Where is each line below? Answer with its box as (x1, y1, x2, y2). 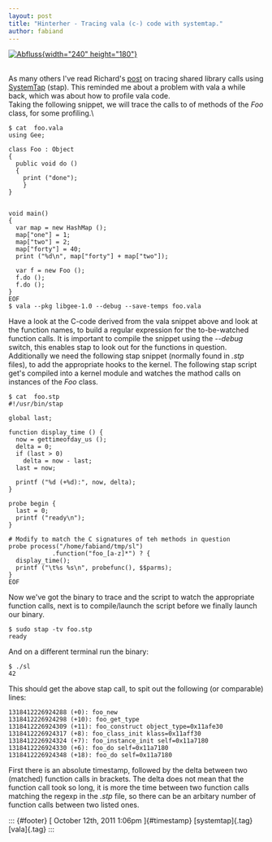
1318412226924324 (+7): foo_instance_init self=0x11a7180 (8, 737, 209, 745)
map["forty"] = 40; (15, 245, 82, 253)
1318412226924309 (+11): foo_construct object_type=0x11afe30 (8, 722, 223, 731)
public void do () (15, 160, 79, 168)
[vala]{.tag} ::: (8, 824, 55, 835)
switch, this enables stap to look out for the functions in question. (8, 343, 227, 353)
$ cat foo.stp (8, 392, 60, 401)
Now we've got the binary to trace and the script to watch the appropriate (8, 592, 255, 603)
